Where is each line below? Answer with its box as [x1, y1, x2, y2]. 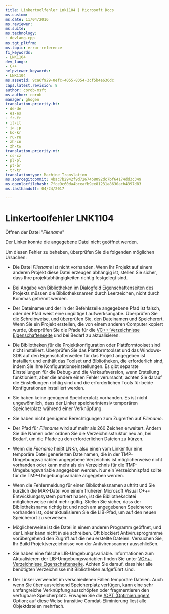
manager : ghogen [5, 97, 39, 102]
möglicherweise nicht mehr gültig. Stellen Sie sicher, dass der [12, 498, 142, 504]
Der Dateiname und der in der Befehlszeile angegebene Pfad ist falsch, [12, 305, 161, 311]
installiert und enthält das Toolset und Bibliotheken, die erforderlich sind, [12, 358, 164, 364]
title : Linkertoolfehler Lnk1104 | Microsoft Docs [5, 7, 114, 13]
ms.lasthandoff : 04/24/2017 [5, 186, 65, 191]
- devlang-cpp [5, 36, 35, 41]
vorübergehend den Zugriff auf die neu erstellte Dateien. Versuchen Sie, [12, 535, 163, 541]
